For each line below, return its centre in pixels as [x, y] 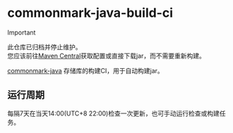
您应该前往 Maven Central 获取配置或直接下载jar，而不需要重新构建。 [107, 56]
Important [22, 32]
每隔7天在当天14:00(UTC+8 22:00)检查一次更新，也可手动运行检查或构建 [114, 113]
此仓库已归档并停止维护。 [44, 46]
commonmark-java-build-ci [90, 13]
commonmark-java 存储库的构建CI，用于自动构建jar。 [85, 70]
